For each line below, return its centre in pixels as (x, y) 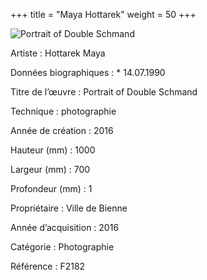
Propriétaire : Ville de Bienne (69, 208)
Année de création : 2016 (62, 130)
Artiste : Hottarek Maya (58, 53)
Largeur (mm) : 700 (50, 169)
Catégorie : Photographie (62, 247)
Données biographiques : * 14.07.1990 (88, 72)
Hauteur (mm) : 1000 (53, 150)
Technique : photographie (63, 111)
